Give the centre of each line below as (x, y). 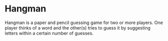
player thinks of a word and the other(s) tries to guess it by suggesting (78, 27)
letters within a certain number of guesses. (49, 33)
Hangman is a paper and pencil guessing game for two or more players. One (84, 22)
